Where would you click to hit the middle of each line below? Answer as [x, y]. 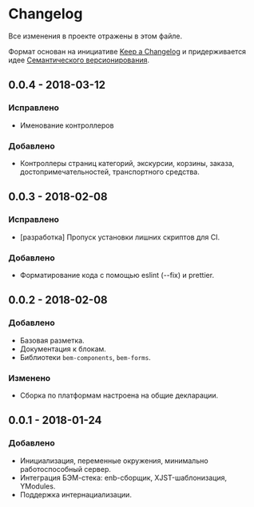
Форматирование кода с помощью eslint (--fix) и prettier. [117, 275]
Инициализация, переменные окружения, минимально [114, 461]
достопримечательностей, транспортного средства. [109, 172]
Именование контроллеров [67, 125]
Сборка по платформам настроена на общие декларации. [119, 395]
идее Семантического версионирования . [79, 60]
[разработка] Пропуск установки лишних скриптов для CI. [120, 237]
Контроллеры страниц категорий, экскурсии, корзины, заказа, [127, 163]
